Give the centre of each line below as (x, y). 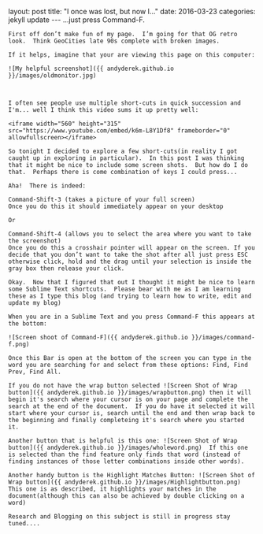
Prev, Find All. (35, 372)
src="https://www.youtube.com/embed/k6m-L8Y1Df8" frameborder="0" (119, 131)
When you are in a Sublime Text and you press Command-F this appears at (132, 317)
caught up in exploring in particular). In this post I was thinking (126, 158)
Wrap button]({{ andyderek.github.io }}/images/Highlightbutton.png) (125, 482)
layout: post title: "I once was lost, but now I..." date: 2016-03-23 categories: (132, 11)
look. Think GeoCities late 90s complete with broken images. (114, 41)
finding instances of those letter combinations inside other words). (126, 462)
